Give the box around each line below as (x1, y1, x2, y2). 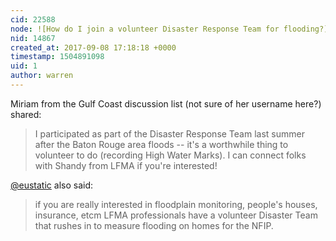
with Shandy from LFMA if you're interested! (34, 159, 218, 171)
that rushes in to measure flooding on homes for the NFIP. (34, 219, 274, 231)
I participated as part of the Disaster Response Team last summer (34, 127, 305, 140)
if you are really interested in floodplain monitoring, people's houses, (34, 198, 318, 210)
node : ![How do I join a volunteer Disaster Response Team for (10, 24, 280, 34)
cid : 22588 (10, 14, 56, 25)
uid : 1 (10, 61, 38, 71)
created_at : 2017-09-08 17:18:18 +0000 (10, 42, 177, 53)
